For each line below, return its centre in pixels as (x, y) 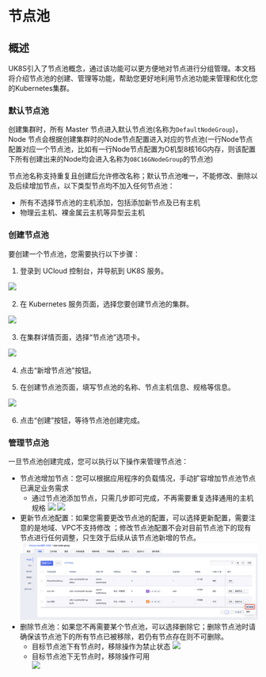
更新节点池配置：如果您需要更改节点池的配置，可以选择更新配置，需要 (134, 517)
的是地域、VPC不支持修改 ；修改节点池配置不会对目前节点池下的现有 (139, 527)
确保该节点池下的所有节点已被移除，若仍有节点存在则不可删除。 (123, 636)
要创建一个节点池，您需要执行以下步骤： (74, 253)
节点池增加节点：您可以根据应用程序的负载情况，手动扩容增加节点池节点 (137, 478)
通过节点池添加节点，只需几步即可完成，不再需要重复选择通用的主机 (142, 498)
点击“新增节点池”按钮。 (58, 370)
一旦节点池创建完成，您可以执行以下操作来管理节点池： (98, 461)
